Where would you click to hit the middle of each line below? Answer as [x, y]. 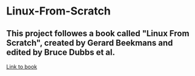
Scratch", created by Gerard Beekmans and [90, 43]
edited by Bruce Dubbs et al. [61, 52]
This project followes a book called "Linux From [98, 33]
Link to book [22, 67]
